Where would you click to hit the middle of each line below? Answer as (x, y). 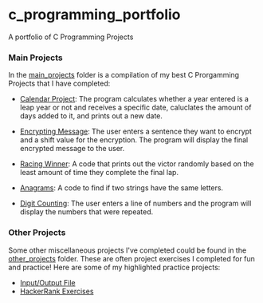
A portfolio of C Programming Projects (71, 37)
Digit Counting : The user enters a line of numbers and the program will (135, 203)
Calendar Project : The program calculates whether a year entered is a (134, 99)
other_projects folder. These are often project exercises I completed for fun (131, 258)
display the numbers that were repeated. (86, 212)
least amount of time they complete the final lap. (99, 173)
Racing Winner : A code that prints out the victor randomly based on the (137, 164)
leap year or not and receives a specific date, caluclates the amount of (135, 108)
